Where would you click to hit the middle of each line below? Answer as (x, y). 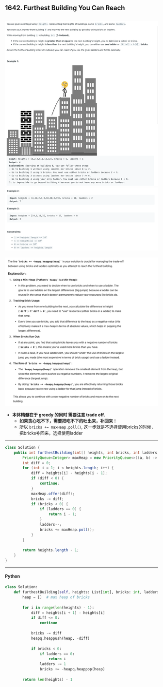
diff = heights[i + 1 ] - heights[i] (68, 613)
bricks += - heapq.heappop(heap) (72, 669)
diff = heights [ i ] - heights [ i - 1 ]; (69, 473)
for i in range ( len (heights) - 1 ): (58, 608)
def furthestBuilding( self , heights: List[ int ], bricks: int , (78, 592)
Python (13, 576)
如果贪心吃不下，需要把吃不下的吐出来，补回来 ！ (68, 420)
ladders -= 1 (53, 664)
